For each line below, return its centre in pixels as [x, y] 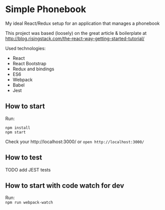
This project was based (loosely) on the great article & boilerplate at [76, 33]
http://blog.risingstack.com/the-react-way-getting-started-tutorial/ [75, 38]
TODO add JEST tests [28, 170]
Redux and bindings [33, 69]
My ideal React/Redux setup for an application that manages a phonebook [82, 23]
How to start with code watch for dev [65, 185]
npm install [18, 128]
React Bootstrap [29, 63]
